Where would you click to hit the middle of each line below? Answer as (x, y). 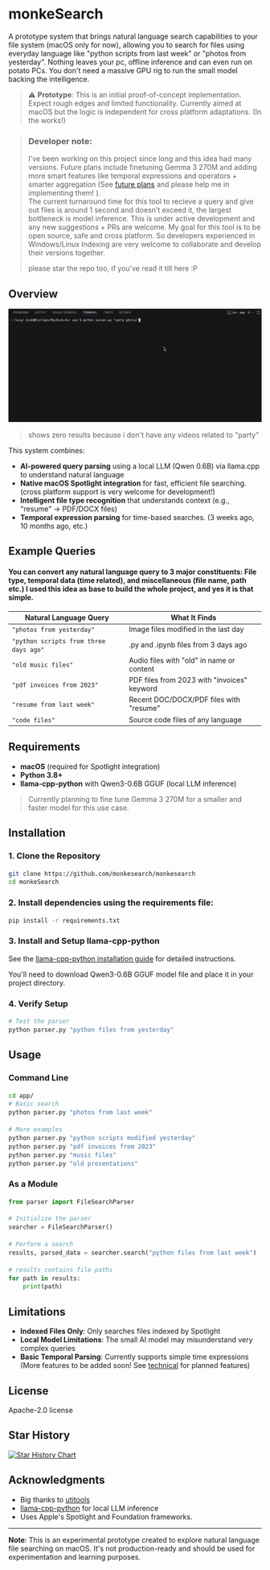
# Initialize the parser (50, 1219)
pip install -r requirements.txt (64, 920)
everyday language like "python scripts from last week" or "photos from (127, 53)
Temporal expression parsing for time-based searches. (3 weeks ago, (137, 517)
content (141, 668)
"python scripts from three (59, 641)
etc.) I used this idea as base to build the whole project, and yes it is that (131, 589)
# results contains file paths (61, 1270)
